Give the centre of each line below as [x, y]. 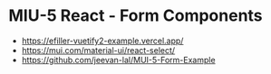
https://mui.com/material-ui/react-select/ [98, 50]
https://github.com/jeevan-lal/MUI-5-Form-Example [118, 60]
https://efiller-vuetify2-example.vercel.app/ [102, 41]
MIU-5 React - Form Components [136, 16]
